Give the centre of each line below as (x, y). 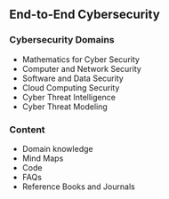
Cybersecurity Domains (62, 40)
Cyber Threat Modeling (65, 107)
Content (28, 130)
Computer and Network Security (82, 68)
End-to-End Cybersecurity (84, 15)
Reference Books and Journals (78, 187)
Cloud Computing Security (71, 87)
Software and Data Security (73, 78)
